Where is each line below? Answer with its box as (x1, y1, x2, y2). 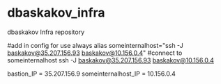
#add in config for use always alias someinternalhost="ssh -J (7, 41, 183, 49)
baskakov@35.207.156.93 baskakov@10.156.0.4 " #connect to (7, 49, 183, 57)
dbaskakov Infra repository (7, 28, 85, 36)
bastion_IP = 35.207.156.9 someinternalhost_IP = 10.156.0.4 (7, 69, 176, 78)
